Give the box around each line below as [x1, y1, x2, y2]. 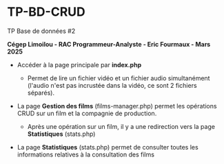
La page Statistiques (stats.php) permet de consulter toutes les [17, 143, 198, 151]
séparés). [27, 89, 55, 97]
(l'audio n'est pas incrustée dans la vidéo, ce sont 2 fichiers [27, 81, 198, 89]
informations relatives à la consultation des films [17, 150, 155, 159]
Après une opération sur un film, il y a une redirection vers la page [27, 122, 216, 130]
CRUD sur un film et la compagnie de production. [17, 109, 157, 117]
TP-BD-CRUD [7, 4, 86, 20]
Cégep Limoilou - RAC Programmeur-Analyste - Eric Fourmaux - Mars [7, 40, 211, 48]
